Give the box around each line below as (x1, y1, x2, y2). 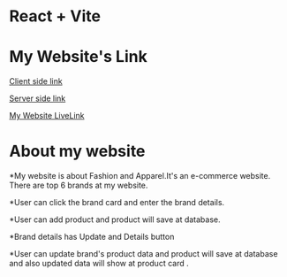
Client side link (9, 76, 64, 87)
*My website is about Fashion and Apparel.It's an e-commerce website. (9, 171, 271, 181)
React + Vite (9, 6, 102, 27)
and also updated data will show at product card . (9, 258, 189, 269)
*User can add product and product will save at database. (9, 214, 221, 225)
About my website (9, 142, 146, 161)
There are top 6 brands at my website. (9, 180, 148, 191)
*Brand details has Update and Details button (9, 232, 175, 242)
